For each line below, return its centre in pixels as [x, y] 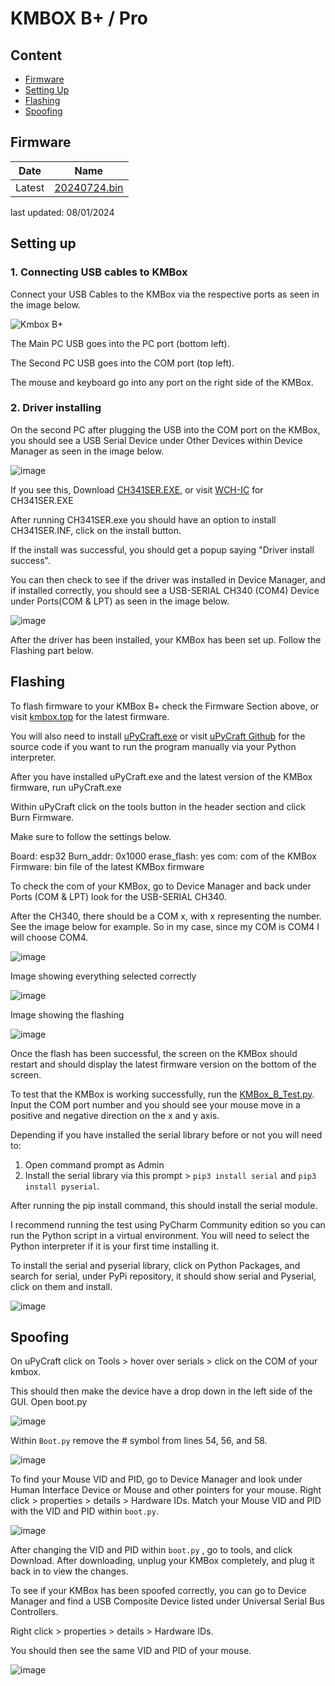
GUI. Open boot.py [49, 1402]
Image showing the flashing [67, 1014]
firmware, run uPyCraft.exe [66, 787]
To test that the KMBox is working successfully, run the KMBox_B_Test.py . [162, 1094]
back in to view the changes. [69, 1571]
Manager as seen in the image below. [87, 451]
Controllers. [34, 1612]
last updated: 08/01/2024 [62, 212]
